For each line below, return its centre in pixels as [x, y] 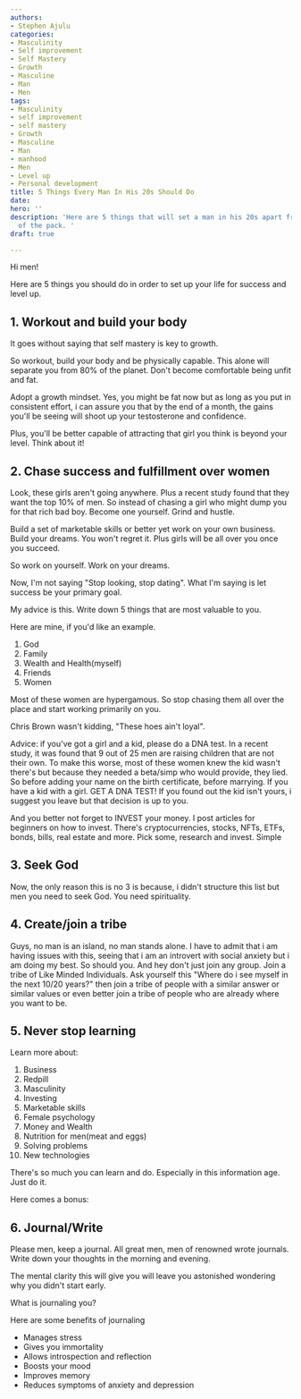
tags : [20, 101]
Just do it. [29, 1183]
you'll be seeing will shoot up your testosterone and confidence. [128, 416]
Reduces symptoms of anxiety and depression [109, 1385]
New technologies [56, 1156]
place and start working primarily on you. [86, 709]
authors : [26, 17]
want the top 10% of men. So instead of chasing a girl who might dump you [149, 502]
